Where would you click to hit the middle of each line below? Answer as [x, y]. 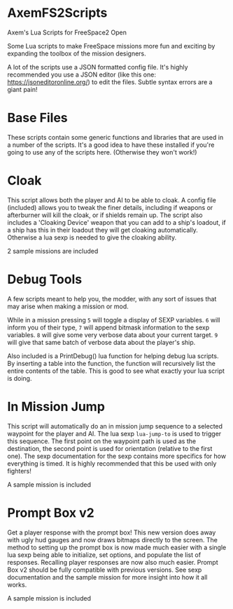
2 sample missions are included [53, 251]
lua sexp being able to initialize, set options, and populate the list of [104, 555]
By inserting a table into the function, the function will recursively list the [111, 363]
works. [17, 584]
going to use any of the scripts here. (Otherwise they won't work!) [102, 152]
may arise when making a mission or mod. [68, 306]
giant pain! [22, 89]
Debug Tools [45, 280]
